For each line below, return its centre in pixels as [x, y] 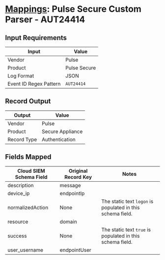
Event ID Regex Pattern [34, 84]
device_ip [19, 193]
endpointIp [72, 193]
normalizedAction [28, 207]
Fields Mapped [28, 157]
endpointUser [76, 250]
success [17, 236]
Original [78, 171]
